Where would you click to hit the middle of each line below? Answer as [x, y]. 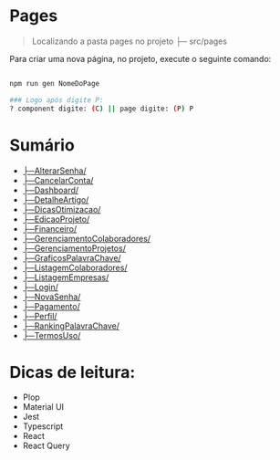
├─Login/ [41, 287]
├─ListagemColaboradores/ [75, 267]
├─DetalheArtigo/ [56, 199]
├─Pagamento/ [51, 306]
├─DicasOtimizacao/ [62, 209]
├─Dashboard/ [51, 190]
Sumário [42, 145]
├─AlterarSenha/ [54, 171]
